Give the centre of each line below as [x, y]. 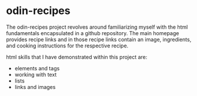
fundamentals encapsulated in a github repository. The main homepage [93, 33]
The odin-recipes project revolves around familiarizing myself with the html [97, 27]
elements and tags [37, 68]
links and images [35, 87]
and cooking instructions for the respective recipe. [67, 46]
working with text [36, 74]
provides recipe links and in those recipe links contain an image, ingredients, [99, 39]
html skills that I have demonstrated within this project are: [77, 57]
